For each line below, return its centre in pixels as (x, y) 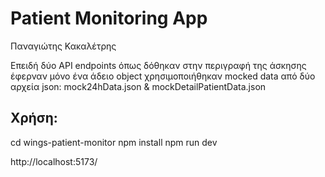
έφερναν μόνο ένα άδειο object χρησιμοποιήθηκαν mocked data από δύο (163, 76)
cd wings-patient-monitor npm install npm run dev (114, 142)
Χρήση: (34, 118)
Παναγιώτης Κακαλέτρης (63, 46)
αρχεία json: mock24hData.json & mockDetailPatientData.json (138, 86)
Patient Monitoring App (109, 18)
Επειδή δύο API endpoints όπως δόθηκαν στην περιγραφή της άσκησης (158, 65)
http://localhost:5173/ (54, 161)
